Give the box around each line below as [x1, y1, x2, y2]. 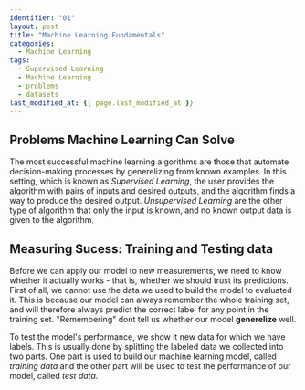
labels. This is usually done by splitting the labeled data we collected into [9, 342, 284, 352]
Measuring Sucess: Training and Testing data [9, 241, 274, 257]
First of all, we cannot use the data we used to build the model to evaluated [9, 285, 292, 295]
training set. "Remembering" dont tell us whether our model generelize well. [9, 314, 297, 324]
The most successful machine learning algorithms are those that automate [9, 156, 289, 167]
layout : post [9, 22, 59, 31]
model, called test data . [9, 371, 99, 381]
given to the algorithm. [9, 215, 94, 226]
